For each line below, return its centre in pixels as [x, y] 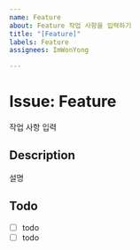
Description [42, 155]
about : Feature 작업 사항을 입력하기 [70, 26]
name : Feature [35, 17]
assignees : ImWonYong [49, 50]
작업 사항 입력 [33, 127]
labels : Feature [39, 42]
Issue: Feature [63, 102]
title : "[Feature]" [45, 34]
